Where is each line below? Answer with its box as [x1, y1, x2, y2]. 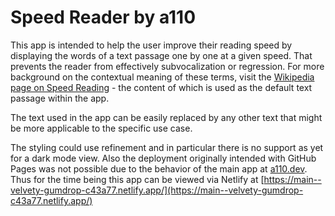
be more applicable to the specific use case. [10, 122, 193, 134]
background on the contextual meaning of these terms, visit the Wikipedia [10, 71, 315, 83]
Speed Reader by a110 [10, 6, 197, 29]
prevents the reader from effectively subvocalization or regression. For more [10, 60, 325, 72]
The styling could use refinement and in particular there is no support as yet [10, 141, 324, 153]
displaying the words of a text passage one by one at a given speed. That [10, 49, 313, 61]
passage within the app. [10, 92, 110, 104]
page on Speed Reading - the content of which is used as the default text [10, 81, 313, 93]
